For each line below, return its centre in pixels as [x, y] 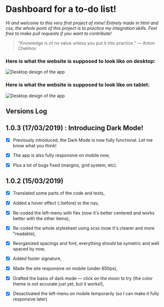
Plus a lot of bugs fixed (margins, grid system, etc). [65, 165]
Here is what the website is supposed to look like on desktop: [81, 61]
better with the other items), [41, 218]
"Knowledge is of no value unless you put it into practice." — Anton [86, 43]
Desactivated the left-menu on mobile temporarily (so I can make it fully [86, 294]
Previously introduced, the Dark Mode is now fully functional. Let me [83, 140]
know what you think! [34, 145]
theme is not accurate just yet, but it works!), [58, 284]
